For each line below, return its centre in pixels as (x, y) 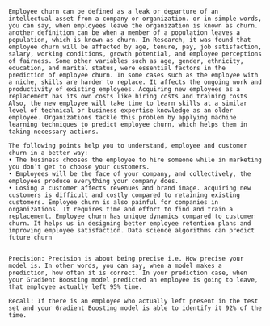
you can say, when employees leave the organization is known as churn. (133, 26)
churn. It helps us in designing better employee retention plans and (130, 224)
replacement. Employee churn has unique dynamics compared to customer (131, 216)
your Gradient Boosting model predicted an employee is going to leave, (133, 280)
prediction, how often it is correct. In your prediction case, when (128, 273)
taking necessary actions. (54, 132)
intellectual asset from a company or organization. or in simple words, (135, 19)
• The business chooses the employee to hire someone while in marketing (135, 160)
